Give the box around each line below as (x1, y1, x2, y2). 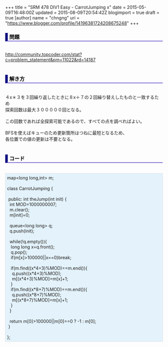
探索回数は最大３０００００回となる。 (5, 106, 84, 112)
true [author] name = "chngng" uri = (5, 15, 80, 20)
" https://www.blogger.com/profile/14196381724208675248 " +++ (5, 20, 139, 26)
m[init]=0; (9, 212, 30, 218)
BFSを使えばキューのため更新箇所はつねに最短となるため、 (5, 129, 127, 135)
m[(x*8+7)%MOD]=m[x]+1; (11, 297, 68, 303)
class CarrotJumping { (7, 185, 53, 191)
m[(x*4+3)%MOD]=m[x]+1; (11, 275, 68, 281)
